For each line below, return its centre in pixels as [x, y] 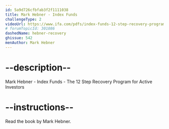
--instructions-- [39, 107]
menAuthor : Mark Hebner [30, 43]
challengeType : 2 [23, 19]
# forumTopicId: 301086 [30, 29]
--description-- [38, 67]
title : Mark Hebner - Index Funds [41, 15]
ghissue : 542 [19, 38]
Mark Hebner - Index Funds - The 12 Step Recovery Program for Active [79, 82]
